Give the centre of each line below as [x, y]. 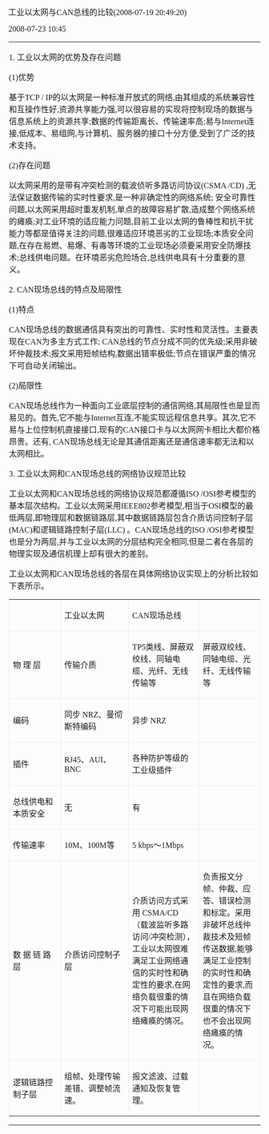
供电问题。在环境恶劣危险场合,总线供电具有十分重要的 [136, 257]
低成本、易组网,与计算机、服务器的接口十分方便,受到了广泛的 [133, 133]
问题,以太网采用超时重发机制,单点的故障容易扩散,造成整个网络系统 [132, 209]
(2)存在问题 [30, 165]
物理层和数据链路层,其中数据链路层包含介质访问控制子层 [148, 518]
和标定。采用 [227, 913]
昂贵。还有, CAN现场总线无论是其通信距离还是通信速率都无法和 [128, 442]
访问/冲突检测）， [163, 937]
